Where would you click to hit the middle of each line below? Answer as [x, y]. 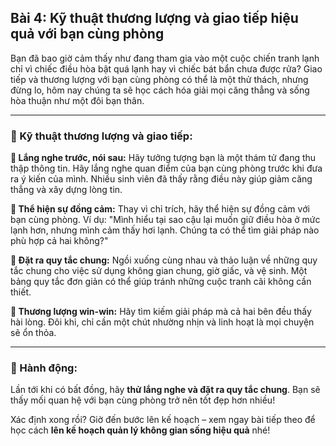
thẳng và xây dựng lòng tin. [66, 190]
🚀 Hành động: [44, 368]
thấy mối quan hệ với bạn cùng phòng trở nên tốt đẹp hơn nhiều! [143, 400]
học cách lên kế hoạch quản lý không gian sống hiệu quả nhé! [140, 430]
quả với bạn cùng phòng [87, 34]
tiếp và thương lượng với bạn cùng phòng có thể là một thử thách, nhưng [159, 79]
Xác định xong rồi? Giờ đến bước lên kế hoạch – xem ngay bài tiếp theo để [163, 420]
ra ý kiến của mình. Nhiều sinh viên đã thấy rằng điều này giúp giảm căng [161, 179]
